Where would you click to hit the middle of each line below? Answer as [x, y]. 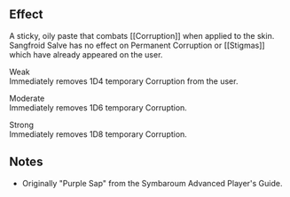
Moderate [27, 98]
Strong [21, 125]
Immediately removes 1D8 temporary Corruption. [98, 134]
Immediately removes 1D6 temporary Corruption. [98, 107]
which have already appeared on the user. [86, 54]
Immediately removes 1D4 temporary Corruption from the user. [124, 81]
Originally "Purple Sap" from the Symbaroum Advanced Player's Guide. [152, 183]
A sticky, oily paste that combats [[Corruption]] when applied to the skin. [142, 35]
